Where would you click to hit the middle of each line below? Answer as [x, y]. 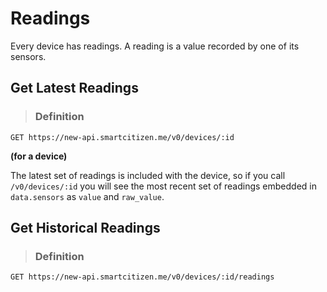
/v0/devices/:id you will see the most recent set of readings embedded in [163, 186]
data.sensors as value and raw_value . [87, 196]
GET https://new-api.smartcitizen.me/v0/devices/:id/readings [142, 277]
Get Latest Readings [74, 88]
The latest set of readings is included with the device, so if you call [148, 175]
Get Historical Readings [85, 228]
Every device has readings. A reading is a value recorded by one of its [155, 46]
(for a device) [39, 156]
